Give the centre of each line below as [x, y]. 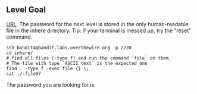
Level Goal [26, 10]
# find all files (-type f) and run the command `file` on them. [89, 58]
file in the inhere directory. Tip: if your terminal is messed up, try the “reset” [99, 30]
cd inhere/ [20, 53]
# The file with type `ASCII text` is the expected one [77, 63]
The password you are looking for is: [51, 84]
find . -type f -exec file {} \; [48, 68]
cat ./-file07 [24, 74]
